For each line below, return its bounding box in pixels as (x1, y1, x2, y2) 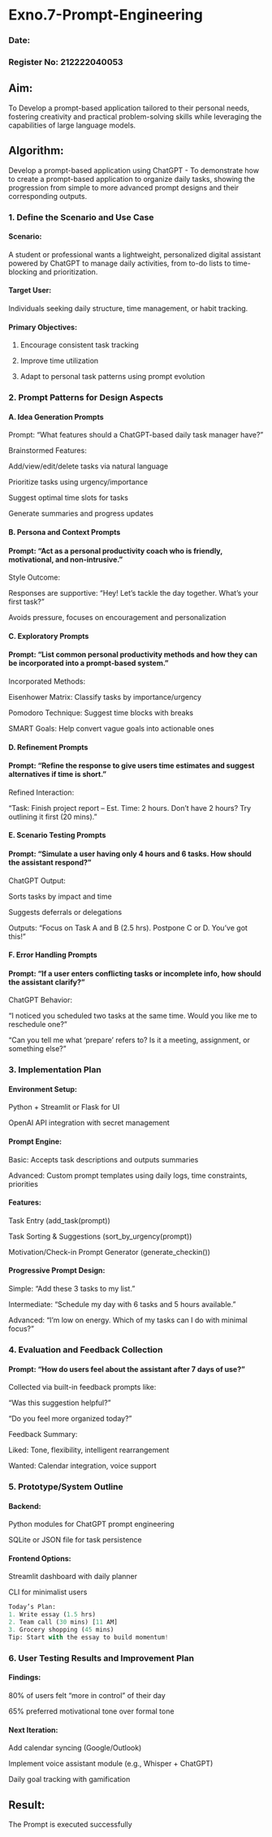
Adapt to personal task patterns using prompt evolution (19, 372, 205, 382)
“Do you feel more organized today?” (8, 1414, 132, 1424)
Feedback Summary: (8, 1429, 78, 1439)
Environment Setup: (8, 1084, 77, 1093)
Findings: (8, 1672, 41, 1682)
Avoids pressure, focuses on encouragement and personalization (8, 613, 227, 623)
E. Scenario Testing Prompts (8, 830, 106, 840)
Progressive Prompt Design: (8, 1266, 106, 1275)
